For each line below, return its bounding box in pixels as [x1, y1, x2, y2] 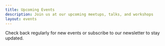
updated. [5, 35, 24, 41]
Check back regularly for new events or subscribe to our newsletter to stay [5, 30, 160, 36]
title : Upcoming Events [5, 7, 55, 12]
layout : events [5, 16, 37, 21]
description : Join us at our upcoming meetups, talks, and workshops [5, 12, 154, 17]
